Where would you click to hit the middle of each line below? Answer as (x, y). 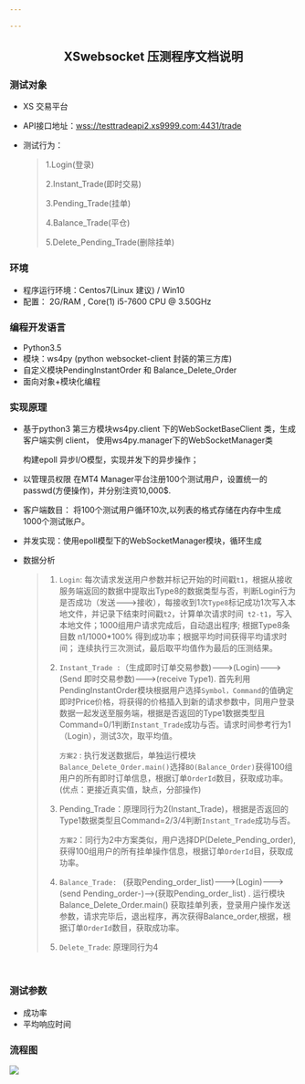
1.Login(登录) (70, 164)
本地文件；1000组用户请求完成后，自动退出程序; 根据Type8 (171, 626)
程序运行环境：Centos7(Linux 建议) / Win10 (104, 289)
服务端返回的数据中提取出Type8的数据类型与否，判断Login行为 (178, 591)
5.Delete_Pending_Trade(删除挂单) (110, 242)
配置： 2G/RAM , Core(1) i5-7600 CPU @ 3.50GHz (117, 301)
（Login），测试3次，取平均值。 (118, 736)
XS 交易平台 (45, 107)
